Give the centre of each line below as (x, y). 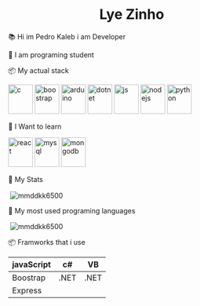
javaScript (31, 264)
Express (27, 290)
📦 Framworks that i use (47, 242)
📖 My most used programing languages (72, 210)
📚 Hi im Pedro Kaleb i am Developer (67, 36)
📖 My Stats (25, 179)
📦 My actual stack (38, 70)
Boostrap (29, 278)
